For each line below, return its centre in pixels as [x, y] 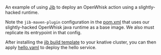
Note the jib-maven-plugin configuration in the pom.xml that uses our [77, 22]
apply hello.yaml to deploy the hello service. [51, 47]
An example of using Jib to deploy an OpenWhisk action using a [71, 7]
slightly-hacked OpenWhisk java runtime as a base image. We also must [80, 27]
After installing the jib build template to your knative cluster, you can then [81, 42]
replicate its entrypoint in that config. [44, 32]
